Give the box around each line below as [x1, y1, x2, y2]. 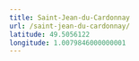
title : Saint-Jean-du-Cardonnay [9, 13, 130, 22]
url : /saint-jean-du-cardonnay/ [9, 22, 130, 30]
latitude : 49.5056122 [9, 30, 91, 39]
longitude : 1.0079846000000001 [9, 38, 126, 48]
